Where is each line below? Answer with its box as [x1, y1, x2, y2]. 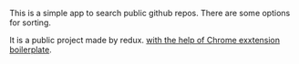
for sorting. [9, 17, 52, 28]
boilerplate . [9, 44, 52, 55]
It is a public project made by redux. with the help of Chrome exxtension [9, 35, 281, 45]
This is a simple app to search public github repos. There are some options [9, 8, 291, 18]
